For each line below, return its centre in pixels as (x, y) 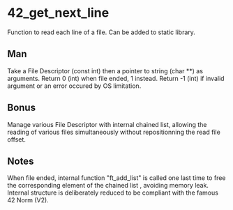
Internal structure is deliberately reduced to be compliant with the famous (113, 193)
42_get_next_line (58, 13)
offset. (17, 139)
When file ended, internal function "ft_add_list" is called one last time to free (116, 178)
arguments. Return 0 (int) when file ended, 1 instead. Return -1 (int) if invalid (116, 78)
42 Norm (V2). (28, 200)
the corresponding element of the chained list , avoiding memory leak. (108, 186)
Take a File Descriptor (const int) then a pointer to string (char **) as (105, 70)
